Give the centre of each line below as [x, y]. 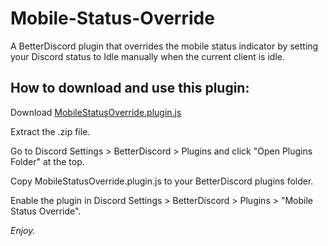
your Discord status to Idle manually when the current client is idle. [147, 56]
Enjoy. [23, 230]
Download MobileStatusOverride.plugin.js [96, 112]
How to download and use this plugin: [130, 88]
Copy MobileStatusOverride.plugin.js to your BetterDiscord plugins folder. [162, 181]
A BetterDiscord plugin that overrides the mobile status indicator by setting [164, 46]
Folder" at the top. [47, 161]
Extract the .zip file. [50, 131]
